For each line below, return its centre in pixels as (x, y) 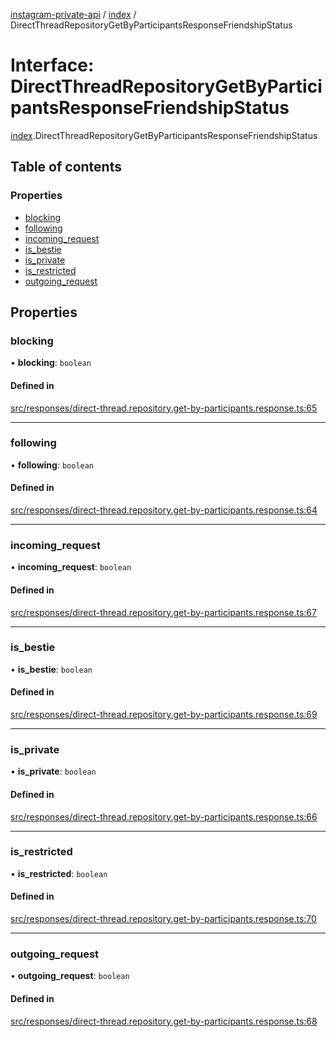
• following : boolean (52, 465)
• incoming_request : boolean (71, 567)
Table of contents (66, 167)
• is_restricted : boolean (59, 873)
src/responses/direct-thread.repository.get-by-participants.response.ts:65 (164, 408)
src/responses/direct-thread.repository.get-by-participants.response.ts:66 (164, 816)
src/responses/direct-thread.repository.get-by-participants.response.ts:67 (163, 612)
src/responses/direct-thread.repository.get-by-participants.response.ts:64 (164, 510)
